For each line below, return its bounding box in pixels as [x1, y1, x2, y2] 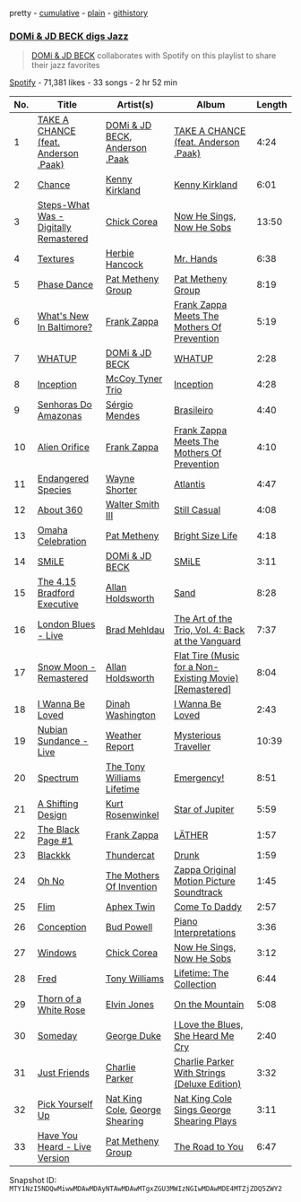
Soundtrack [173, 886, 223, 899]
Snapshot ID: [9, 1175, 57, 1186]
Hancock [106, 258, 144, 271]
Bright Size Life [173, 529, 238, 542]
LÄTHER [173, 829, 209, 841]
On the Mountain [173, 998, 245, 1011]
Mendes [106, 410, 141, 422]
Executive [37, 598, 79, 611]
